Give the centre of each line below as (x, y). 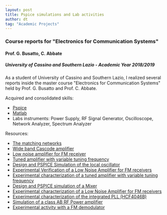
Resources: (17, 133)
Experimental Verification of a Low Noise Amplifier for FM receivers (82, 170)
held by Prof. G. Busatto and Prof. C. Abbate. (51, 88)
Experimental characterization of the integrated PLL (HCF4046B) (79, 196)
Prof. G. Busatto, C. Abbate (34, 53)
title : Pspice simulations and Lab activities (55, 15)
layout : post (19, 10)
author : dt (17, 19)
